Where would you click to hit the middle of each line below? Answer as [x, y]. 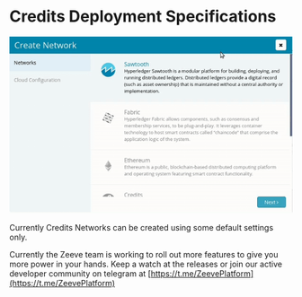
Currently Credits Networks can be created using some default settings [142, 227]
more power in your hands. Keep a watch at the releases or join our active [146, 264]
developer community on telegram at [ [80, 273]
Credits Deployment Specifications [143, 17]
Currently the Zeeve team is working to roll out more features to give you [144, 254]
